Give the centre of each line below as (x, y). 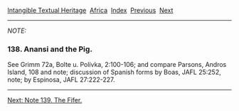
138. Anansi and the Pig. (50, 49)
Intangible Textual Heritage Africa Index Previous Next (90, 10)
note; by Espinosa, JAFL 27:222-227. (61, 80)
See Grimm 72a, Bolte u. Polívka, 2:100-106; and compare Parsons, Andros (117, 65)
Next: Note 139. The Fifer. (45, 100)
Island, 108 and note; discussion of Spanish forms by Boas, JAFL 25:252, (115, 72)
